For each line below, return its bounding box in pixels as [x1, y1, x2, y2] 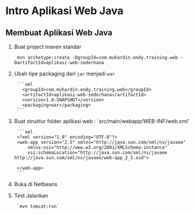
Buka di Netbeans [14, 181, 58, 187]
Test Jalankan [14, 192, 48, 199]
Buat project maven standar [14, 43, 82, 50]
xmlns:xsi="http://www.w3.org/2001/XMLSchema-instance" [27, 144, 168, 150]
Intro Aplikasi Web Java [5, 4, 124, 18]
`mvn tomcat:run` [16, 203, 60, 209]
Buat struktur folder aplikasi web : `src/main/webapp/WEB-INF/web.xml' [14, 118, 190, 124]
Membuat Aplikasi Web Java [5, 28, 113, 38]
